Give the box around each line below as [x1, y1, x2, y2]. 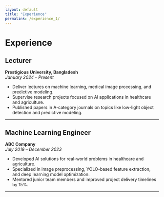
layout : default [5, 7, 38, 12]
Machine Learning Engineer [5, 128, 91, 137]
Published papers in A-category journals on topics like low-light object [12, 105, 154, 110]
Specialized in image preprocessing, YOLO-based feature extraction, [12, 166, 151, 172]
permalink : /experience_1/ [5, 16, 60, 21]
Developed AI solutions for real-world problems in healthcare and [12, 156, 144, 162]
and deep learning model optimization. [12, 171, 90, 178]
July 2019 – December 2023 [5, 146, 62, 152]
